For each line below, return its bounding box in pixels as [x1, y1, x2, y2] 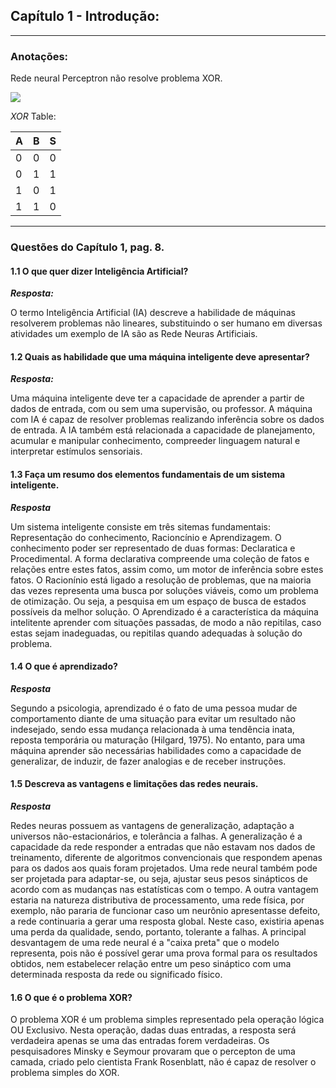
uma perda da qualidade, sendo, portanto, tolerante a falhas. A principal [10, 926, 307, 938]
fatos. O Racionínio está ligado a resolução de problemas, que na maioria [10, 574, 312, 586]
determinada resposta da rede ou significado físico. [10, 969, 223, 981]
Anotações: [10, 49, 69, 63]
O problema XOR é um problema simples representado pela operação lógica [10, 1014, 325, 1026]
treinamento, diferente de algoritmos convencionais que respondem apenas [10, 852, 323, 864]
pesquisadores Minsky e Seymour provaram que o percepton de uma [10, 1045, 296, 1058]
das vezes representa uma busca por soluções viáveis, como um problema [10, 584, 319, 596]
